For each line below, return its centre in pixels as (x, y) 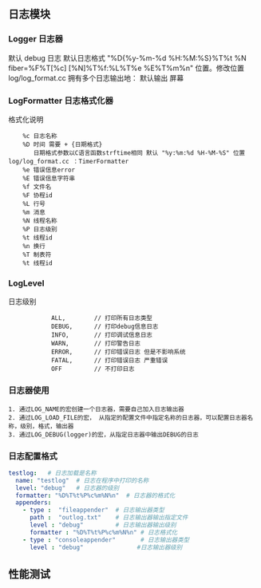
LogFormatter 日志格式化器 (61, 101)
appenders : (34, 503)
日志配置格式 (33, 456)
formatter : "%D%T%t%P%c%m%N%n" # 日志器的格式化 (95, 495)
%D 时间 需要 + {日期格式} (63, 144)
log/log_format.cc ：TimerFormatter (69, 161)
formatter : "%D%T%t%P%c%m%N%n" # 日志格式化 (103, 532)
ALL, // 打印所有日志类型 (102, 318)
